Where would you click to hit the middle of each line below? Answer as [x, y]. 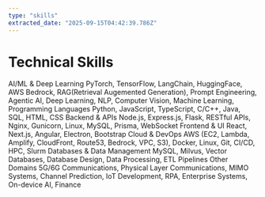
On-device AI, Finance [45, 185]
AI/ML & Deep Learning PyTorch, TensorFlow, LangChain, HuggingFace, [125, 84]
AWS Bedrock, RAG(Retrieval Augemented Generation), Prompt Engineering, [132, 93]
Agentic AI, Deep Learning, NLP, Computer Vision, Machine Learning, [121, 100]
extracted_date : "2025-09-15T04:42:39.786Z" [83, 23]
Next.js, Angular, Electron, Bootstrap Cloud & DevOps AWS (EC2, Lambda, [129, 134]
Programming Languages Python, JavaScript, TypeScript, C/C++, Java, [125, 109]
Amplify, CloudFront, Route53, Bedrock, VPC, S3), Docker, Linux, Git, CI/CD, [132, 142]
